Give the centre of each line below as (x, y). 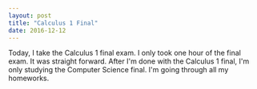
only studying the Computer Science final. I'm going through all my (118, 70)
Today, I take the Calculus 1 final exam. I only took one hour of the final (125, 53)
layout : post (30, 15)
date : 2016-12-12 (37, 30)
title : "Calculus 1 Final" (53, 23)
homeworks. (29, 78)
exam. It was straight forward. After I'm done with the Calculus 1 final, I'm (129, 61)
